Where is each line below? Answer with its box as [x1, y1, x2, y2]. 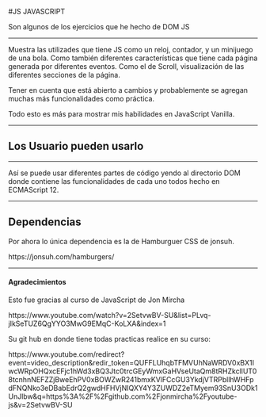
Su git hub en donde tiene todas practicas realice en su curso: [8, 334, 211, 343]
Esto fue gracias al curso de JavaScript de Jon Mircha [8, 295, 185, 304]
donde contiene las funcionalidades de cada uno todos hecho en [8, 176, 220, 186]
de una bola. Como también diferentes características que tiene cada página [8, 53, 258, 63]
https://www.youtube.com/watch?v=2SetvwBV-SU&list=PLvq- [8, 310, 211, 319]
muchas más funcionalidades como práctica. [8, 94, 155, 103]
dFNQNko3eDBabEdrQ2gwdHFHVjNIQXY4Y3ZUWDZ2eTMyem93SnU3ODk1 [8, 383, 258, 392]
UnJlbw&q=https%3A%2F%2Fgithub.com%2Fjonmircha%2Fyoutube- [8, 392, 237, 401]
